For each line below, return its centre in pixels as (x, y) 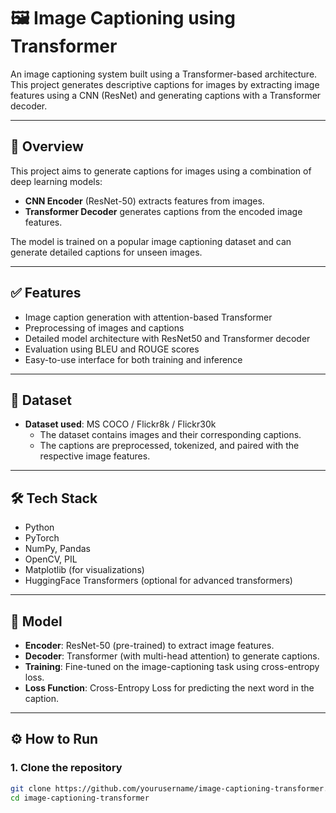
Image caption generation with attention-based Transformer (148, 317)
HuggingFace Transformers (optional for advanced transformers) (158, 581)
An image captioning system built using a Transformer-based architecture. (164, 74)
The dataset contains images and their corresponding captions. (170, 435)
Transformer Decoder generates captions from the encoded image (163, 211)
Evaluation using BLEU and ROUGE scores (112, 349)
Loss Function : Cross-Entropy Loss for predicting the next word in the (169, 688)
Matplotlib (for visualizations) (84, 570)
